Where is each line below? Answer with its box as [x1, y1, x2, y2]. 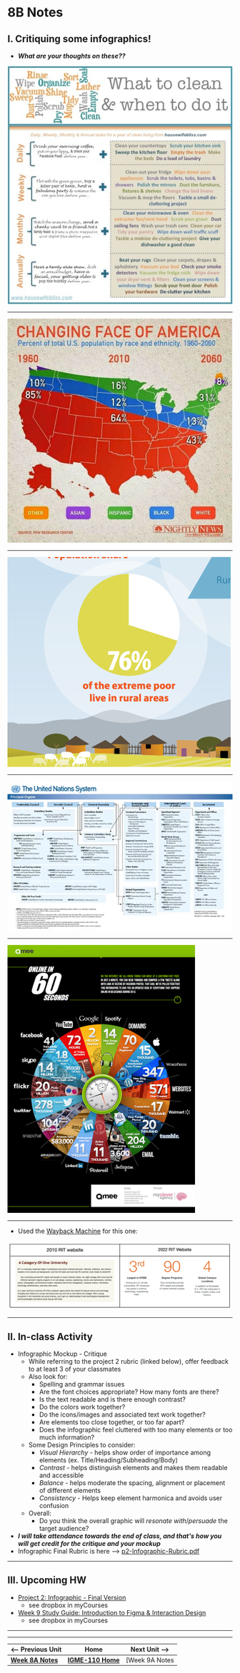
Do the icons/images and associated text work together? [39, 1410, 206, 1419]
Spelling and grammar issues [39, 1379, 125, 1388]
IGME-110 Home [67, 1655, 120, 1664]
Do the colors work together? [39, 1402, 126, 1411]
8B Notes [7, 4, 64, 21]
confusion [39, 1501, 69, 1509]
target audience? [39, 1524, 89, 1532]
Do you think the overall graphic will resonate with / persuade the [39, 1516, 229, 1525]
